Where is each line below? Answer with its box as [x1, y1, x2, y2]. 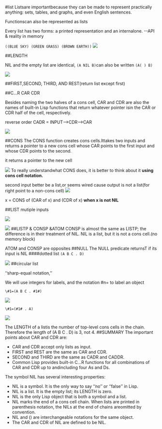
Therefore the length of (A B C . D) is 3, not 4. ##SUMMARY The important [5, 329, 153, 335]
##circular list [11, 261, 39, 266]
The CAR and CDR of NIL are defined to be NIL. [12, 420, 106, 425]
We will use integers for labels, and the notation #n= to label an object [5, 279, 145, 285]
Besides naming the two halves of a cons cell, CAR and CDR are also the [5, 100, 149, 105]
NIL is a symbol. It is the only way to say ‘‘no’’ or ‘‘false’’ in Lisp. [12, 383, 139, 389]
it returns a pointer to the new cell [5, 157, 73, 163]
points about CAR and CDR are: [5, 335, 68, 340]
